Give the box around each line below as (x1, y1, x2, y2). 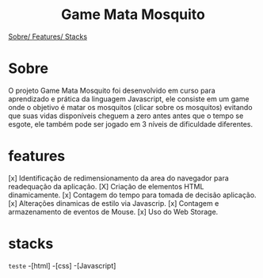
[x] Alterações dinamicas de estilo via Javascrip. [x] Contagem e (8, 198, 219, 208)
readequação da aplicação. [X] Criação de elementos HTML (8, 181, 204, 191)
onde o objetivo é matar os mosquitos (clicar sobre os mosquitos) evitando (8, 102, 253, 112)
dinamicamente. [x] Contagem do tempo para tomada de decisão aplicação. (8, 190, 257, 200)
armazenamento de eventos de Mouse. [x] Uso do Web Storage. (8, 207, 219, 216)
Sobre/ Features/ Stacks (8, 32, 88, 41)
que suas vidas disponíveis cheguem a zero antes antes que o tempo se (8, 111, 244, 120)
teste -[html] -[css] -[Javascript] (8, 261, 116, 270)
